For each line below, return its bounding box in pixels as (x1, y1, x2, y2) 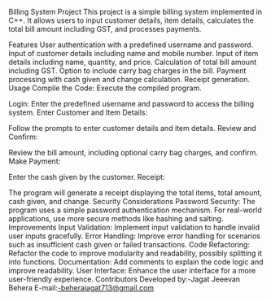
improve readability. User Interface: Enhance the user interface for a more (8, 266, 256, 275)
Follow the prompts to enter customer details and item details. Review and (8, 124, 256, 133)
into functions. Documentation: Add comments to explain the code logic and (8, 257, 264, 267)
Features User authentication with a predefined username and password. (8, 40, 254, 50)
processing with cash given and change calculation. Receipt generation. (8, 75, 251, 84)
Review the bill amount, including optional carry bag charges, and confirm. (8, 148, 259, 157)
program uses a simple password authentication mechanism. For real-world (8, 205, 262, 215)
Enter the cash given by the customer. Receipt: (8, 172, 165, 181)
